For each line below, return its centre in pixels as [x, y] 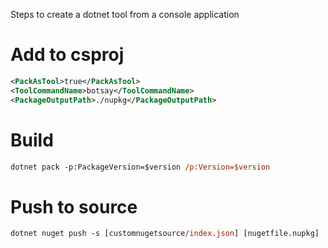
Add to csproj [67, 55]
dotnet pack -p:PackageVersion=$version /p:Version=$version [140, 167]
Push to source [74, 206]
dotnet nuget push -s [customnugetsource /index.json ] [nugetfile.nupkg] [165, 234]
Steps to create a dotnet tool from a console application [125, 14]
